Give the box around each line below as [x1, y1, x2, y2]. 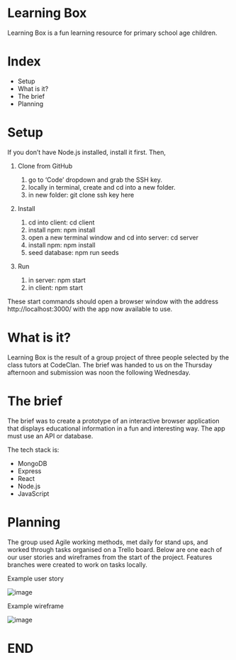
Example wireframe [7, 602, 64, 610]
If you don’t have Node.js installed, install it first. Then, [7, 148, 167, 156]
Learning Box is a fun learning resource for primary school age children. [7, 28, 218, 37]
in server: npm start [28, 276, 86, 284]
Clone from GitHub [17, 161, 73, 170]
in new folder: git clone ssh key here [28, 190, 135, 199]
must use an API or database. [7, 431, 94, 440]
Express [17, 467, 42, 475]
